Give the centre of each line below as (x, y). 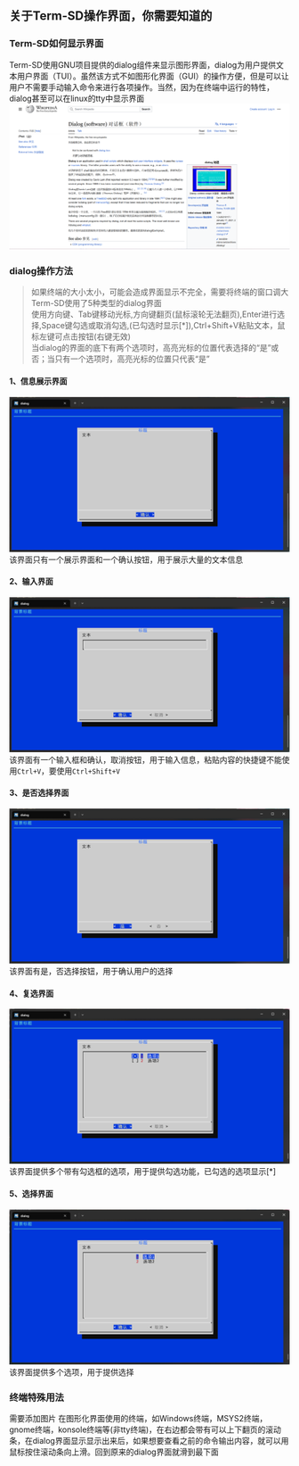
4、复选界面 (32, 993)
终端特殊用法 (37, 1397)
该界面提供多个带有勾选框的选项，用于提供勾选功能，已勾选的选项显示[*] (143, 1172)
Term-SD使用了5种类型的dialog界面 (96, 303)
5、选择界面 (31, 1194)
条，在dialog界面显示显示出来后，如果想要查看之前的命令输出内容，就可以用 (149, 1441)
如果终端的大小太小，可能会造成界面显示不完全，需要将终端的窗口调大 (160, 292)
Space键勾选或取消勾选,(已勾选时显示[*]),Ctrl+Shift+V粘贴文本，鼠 (163, 326)
